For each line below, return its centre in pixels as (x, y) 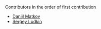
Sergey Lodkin (27, 22)
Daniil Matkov (26, 16)
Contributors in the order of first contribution (51, 7)
